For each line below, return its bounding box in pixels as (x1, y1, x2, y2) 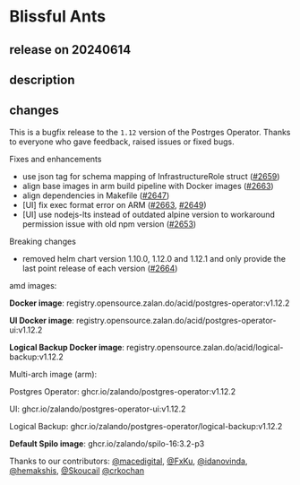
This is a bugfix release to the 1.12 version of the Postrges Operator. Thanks (9, 126, 291, 137)
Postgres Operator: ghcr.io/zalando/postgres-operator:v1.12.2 (9, 385, 236, 396)
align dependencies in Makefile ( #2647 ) (21, 190, 170, 201)
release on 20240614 (9, 42, 132, 57)
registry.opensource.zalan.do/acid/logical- (126, 342, 284, 352)
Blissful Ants (9, 6, 106, 27)
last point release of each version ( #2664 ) (21, 263, 178, 273)
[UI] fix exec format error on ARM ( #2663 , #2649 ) (21, 199, 208, 210)
